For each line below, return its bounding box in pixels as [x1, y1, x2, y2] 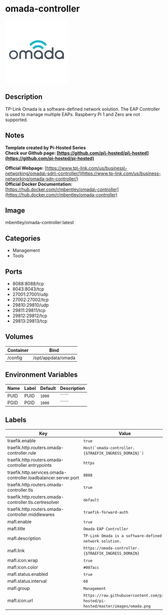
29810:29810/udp [12, 302, 49, 308]
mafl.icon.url [7, 597, 33, 603]
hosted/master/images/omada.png [83, 603, 151, 608]
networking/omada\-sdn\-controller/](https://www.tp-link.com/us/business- [5, 170, 161, 176]
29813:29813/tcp [12, 318, 47, 324]
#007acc [83, 565, 99, 570]
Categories [5, 234, 41, 243]
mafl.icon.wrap [7, 557, 38, 563]
